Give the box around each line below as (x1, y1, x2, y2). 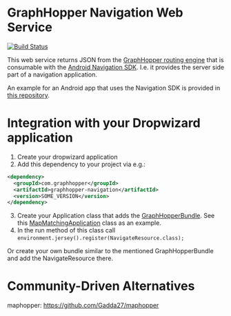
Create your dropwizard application (17, 152, 118, 161)
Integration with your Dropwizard (7, 115, 201, 131)
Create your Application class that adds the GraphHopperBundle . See (17, 212, 215, 220)
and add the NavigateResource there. (7, 254, 114, 263)
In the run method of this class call (17, 226, 116, 235)
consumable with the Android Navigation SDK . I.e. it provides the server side (7, 63, 225, 71)
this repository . (7, 91, 50, 99)
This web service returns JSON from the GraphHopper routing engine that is (7, 55, 224, 63)
